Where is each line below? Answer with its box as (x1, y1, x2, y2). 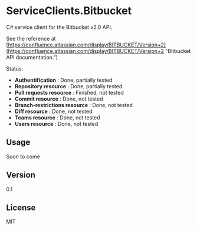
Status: (6, 65, 24, 72)
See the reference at (6, 35, 56, 42)
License (6, 202, 36, 212)
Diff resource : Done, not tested (14, 108, 93, 115)
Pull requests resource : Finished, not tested (14, 89, 124, 96)
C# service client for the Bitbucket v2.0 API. (6, 24, 113, 31)
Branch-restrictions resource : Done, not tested (14, 101, 133, 108)
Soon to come (6, 153, 40, 160)
